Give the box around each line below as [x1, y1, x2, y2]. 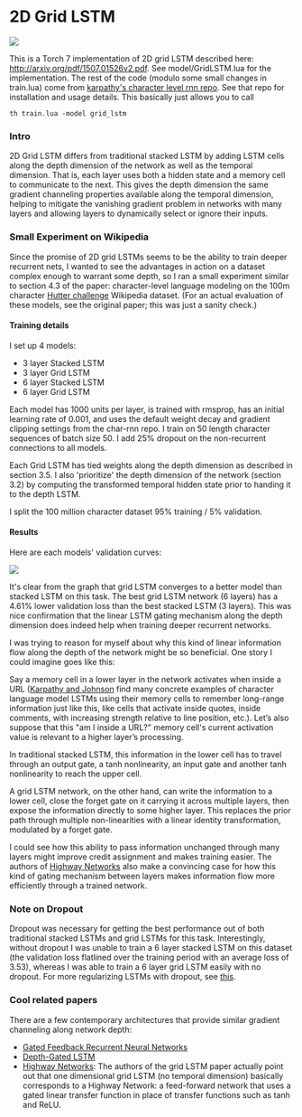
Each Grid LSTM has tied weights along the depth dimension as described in [9, 459, 293, 471]
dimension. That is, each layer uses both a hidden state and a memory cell [9, 170, 286, 181]
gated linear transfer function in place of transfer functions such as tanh [22, 1089, 290, 1100]
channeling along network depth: [9, 1024, 133, 1035]
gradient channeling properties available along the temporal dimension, [9, 189, 274, 200]
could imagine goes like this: [9, 656, 115, 667]
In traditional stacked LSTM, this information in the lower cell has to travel [9, 748, 282, 760]
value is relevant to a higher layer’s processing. [9, 731, 184, 742]
